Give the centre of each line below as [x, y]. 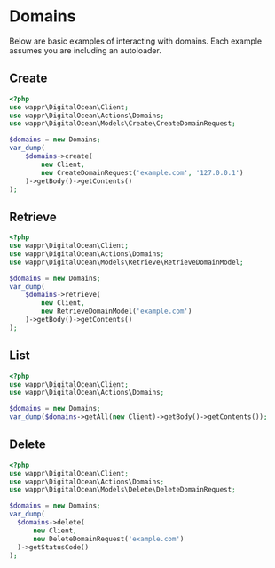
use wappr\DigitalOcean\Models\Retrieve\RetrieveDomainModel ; [126, 262]
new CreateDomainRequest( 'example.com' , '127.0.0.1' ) [142, 172]
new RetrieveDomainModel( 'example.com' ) [117, 312]
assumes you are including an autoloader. [85, 50]
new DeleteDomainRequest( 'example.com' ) [108, 539]
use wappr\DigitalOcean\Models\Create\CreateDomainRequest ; [123, 124]
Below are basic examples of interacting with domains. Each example [136, 41]
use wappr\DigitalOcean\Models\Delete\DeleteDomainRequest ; [123, 490]
